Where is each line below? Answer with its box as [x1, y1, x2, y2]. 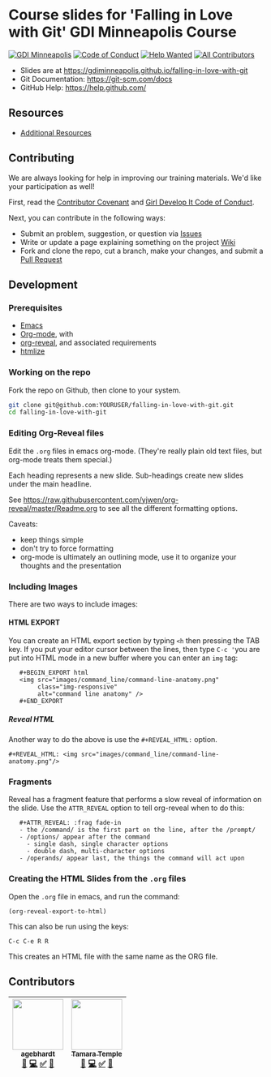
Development [8, 277, 79, 291]
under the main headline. [8, 478, 92, 488]
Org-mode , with [19, 329, 74, 339]
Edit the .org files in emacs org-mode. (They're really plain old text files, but [8, 446, 262, 456]
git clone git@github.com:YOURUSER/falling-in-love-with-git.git [8, 401, 234, 409]
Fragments [8, 776, 53, 787]
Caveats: [8, 519, 38, 529]
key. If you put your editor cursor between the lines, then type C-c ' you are [8, 645, 260, 654]
